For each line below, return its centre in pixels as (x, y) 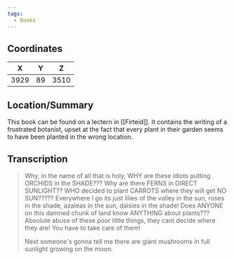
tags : (15, 14)
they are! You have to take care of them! (82, 228)
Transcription (38, 159)
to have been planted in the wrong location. (70, 137)
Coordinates (35, 49)
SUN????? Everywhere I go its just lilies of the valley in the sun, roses (124, 198)
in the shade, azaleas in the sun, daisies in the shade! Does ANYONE (124, 205)
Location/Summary (50, 105)
